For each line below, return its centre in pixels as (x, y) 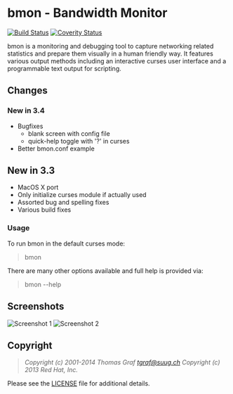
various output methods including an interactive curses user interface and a (117, 61)
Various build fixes (44, 210)
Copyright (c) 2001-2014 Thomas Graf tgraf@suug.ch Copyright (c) (122, 362)
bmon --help (43, 284)
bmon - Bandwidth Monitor (87, 13)
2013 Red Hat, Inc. (51, 370)
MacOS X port (38, 187)
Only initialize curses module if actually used (82, 195)
